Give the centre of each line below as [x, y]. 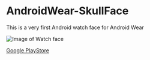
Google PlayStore [28, 50]
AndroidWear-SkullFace [67, 11]
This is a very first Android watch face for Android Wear [75, 27]
